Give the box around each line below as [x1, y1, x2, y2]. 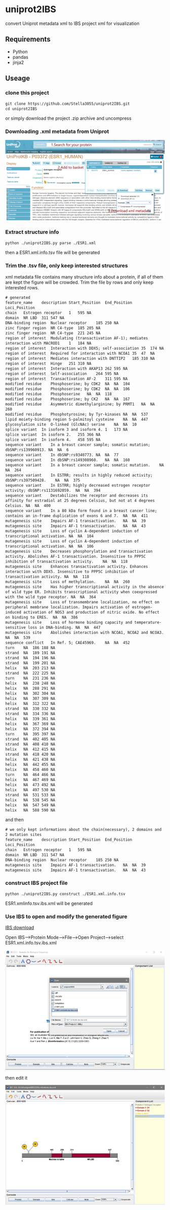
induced [5, 610, 22, 615]
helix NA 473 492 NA [5, 782, 56, 787]
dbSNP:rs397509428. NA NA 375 [5, 478, 80, 483]
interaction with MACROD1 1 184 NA [5, 341, 92, 346]
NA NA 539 [5, 635, 30, 640]
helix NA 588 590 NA [5, 808, 56, 813]
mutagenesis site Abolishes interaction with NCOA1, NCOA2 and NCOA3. [5, 630, 164, 635]
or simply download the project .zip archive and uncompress [5, 115, 132, 121]
